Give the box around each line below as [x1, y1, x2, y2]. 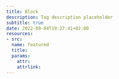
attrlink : [17, 64, 42, 70]
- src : [6, 36, 23, 42]
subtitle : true [6, 20, 44, 26]
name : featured [11, 42, 49, 48]
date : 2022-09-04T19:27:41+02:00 [6, 25, 89, 31]
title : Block [6, 8, 39, 15]
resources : [6, 31, 33, 37]
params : [11, 53, 31, 59]
